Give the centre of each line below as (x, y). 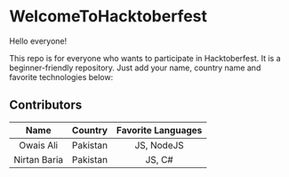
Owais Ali (39, 145)
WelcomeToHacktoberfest (108, 16)
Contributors (46, 105)
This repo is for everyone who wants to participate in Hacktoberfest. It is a (145, 58)
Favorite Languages (159, 130)
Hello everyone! (38, 41)
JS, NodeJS (159, 145)
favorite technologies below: (61, 76)
